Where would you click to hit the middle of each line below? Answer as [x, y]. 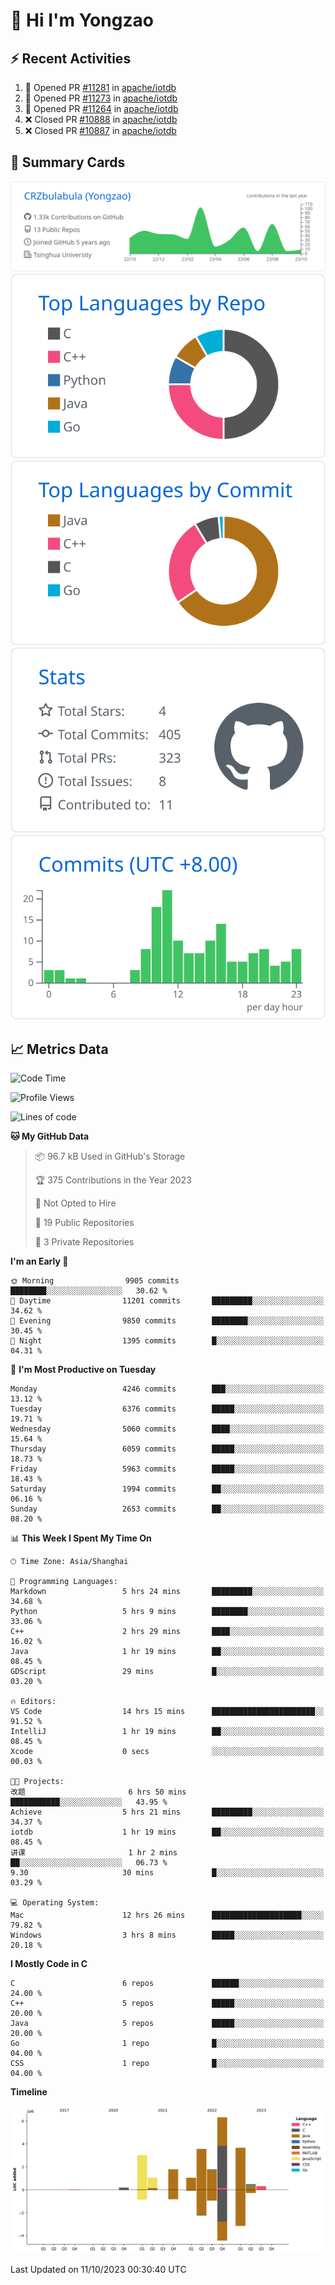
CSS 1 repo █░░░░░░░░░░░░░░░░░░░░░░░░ [167, 2064]
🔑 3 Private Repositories [84, 1242]
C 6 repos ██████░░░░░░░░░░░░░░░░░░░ [167, 1984]
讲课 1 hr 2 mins [94, 1853]
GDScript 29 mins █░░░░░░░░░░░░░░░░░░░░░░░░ [167, 1672]
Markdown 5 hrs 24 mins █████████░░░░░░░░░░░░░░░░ [167, 1592]
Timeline [29, 2092]
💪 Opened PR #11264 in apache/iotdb [101, 108]
